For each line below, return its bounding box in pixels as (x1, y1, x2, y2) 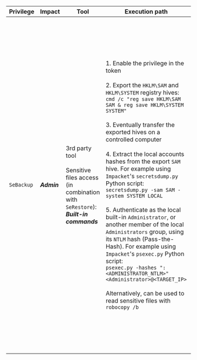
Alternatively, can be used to (105, 290, 185, 297)
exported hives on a (105, 128, 160, 136)
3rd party (65, 144, 92, 152)
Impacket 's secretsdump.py (105, 172, 179, 180)
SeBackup (9, 182, 33, 188)
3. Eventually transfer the (105, 121, 175, 128)
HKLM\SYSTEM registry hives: (105, 89, 180, 96)
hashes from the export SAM (105, 158, 181, 165)
